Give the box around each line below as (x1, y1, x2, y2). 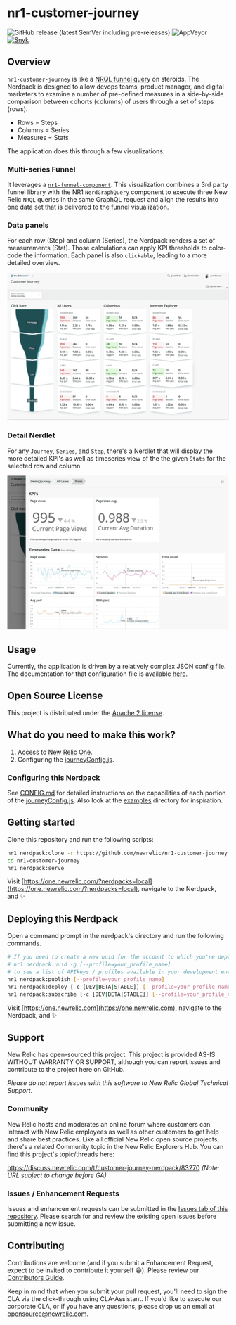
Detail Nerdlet (7, 430, 55, 440)
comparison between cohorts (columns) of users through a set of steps (7, 97, 214, 105)
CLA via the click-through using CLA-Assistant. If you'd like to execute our (7, 1294, 222, 1302)
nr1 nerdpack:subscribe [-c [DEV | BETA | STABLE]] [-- (7, 990, 162, 998)
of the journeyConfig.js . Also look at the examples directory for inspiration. (7, 796, 223, 805)
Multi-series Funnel (7, 164, 76, 174)
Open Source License (7, 690, 103, 702)
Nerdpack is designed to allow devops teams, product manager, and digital (7, 82, 225, 91)
